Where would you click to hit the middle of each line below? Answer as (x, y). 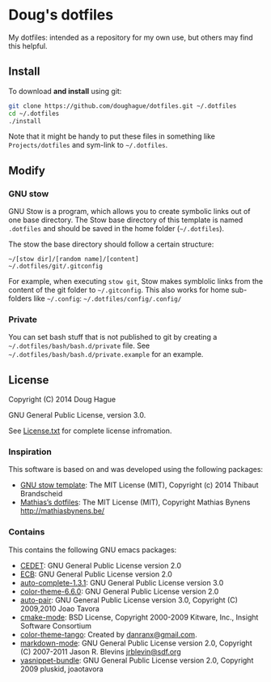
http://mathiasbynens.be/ (62, 511)
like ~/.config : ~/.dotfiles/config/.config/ (108, 298)
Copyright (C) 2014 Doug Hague (62, 400)
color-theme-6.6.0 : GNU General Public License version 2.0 (119, 591)
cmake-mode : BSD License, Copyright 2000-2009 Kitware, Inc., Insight (139, 617)
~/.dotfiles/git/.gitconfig (56, 266)
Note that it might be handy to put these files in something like (112, 136)
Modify (27, 171)
